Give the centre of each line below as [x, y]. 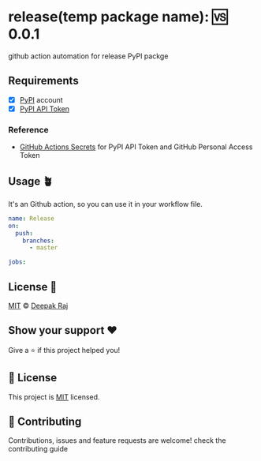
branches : [39, 241]
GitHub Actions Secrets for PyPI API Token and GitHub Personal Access [136, 147]
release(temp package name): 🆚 [118, 17]
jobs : [17, 262]
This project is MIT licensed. [54, 397]
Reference [28, 129]
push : [24, 233]
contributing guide [38, 449]
